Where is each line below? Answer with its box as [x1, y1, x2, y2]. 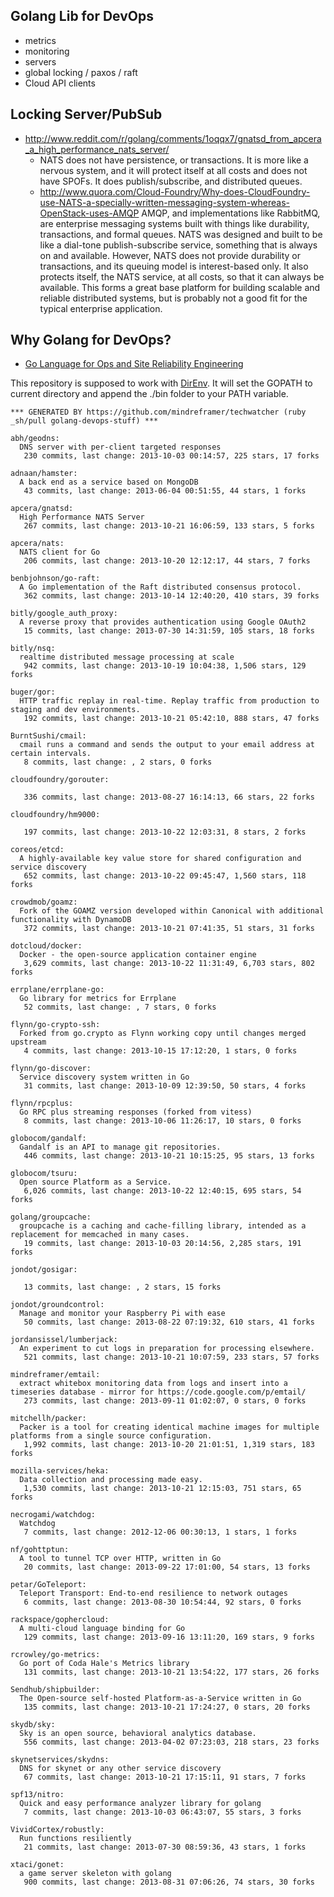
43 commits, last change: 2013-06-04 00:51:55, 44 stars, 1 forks [23, 486, 307, 496]
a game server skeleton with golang [19, 1869, 172, 1879]
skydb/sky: [10, 1720, 56, 1730]
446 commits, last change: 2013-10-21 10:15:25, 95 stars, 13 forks [23, 1151, 315, 1161]
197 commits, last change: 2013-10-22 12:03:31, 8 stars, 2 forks [23, 827, 307, 838]
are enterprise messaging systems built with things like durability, [39, 217, 310, 229]
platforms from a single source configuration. [10, 1431, 213, 1441]
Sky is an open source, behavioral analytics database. [19, 1729, 257, 1739]
